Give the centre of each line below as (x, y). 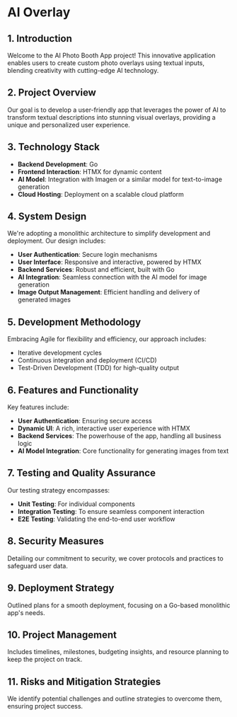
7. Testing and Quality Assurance (81, 473)
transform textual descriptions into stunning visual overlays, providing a (111, 117)
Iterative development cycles (60, 353)
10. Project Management (62, 635)
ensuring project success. (45, 706)
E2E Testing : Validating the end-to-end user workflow (96, 519)
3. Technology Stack (54, 147)
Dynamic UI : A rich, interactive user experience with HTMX (104, 428)
